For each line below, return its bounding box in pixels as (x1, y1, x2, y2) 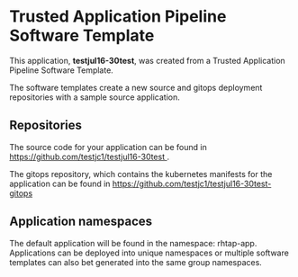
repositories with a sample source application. (9, 92, 180, 103)
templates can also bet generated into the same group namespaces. (9, 256, 263, 267)
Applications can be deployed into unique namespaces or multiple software (9, 247, 290, 258)
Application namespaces (9, 214, 153, 229)
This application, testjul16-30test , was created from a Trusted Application (9, 55, 285, 66)
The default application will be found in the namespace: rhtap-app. (9, 237, 257, 248)
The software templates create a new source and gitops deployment (9, 82, 263, 93)
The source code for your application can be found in (9, 141, 207, 152)
